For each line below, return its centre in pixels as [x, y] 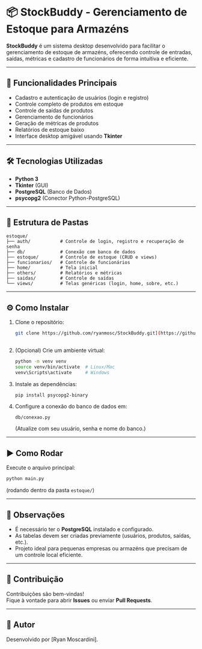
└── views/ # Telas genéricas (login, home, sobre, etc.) [93, 284]
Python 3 [27, 179]
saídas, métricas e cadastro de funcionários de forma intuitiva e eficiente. [97, 58]
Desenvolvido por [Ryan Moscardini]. [52, 639]
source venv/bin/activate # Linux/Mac [65, 367]
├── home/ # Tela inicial [52, 268]
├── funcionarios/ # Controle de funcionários [68, 263]
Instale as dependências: [46, 384]
